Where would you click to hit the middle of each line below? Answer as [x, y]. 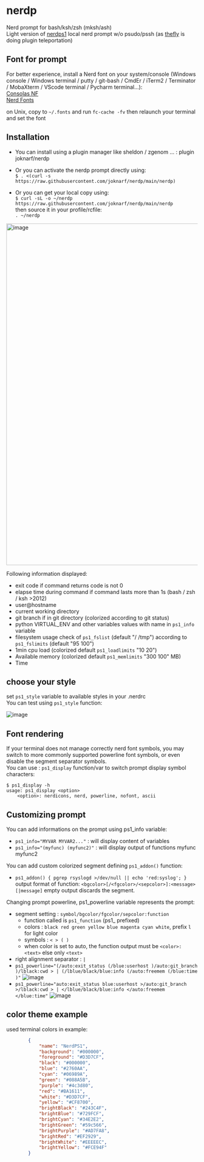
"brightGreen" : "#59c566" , [73, 1125]
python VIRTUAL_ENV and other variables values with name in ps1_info [105, 624]
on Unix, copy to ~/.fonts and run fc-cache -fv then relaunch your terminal [101, 111]
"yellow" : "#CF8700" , [66, 1102]
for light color [41, 933]
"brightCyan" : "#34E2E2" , [71, 1119]
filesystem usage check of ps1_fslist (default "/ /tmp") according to [101, 637]
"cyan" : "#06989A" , [63, 1075]
